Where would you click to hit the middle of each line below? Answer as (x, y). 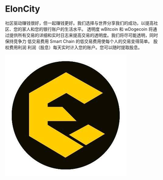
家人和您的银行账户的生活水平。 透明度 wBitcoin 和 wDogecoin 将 (87, 29)
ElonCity (23, 9)
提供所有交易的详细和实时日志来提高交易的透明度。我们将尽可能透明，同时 (83, 35)
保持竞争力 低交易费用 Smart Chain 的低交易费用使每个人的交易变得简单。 (79, 41)
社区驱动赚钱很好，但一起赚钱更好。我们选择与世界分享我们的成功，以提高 (79, 23)
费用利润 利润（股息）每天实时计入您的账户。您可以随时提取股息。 (75, 47)
